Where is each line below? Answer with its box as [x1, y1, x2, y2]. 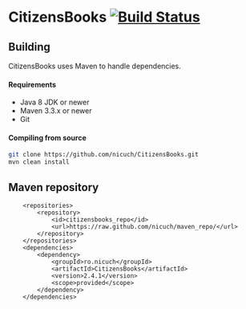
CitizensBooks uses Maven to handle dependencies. [8, 61, 182, 71]
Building [8, 40, 50, 54]
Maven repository [8, 181, 99, 194]
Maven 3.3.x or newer [19, 106, 92, 116]
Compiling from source [8, 132, 87, 142]
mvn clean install [8, 158, 70, 166]
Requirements [8, 79, 57, 89]
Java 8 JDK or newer [19, 97, 90, 108]
